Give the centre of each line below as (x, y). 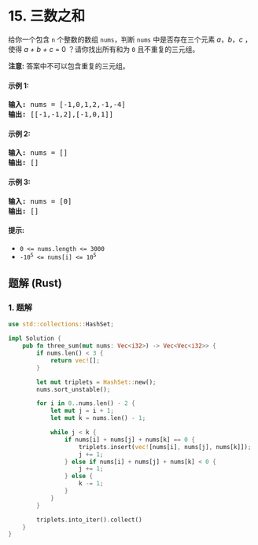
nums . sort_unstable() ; (74, 389)
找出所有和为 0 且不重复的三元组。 (144, 49)
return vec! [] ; (75, 360)
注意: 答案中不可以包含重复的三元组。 (69, 66)
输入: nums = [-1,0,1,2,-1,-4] (67, 105)
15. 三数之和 (46, 16)
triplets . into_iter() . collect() (90, 520)
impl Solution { (35, 339)
